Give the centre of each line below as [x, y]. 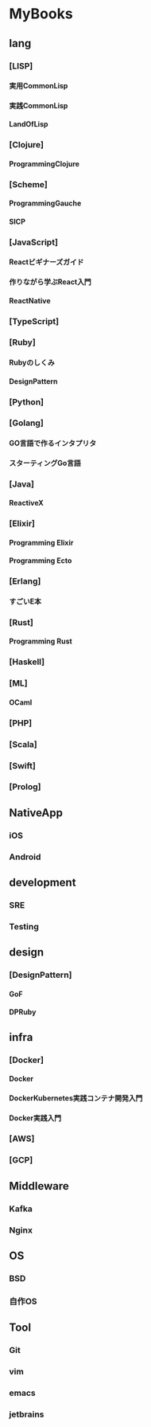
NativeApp [36, 813]
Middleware [39, 1186]
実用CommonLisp [39, 86]
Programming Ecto [41, 561]
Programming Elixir [41, 542]
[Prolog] [25, 787]
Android [25, 857]
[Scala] [23, 744]
